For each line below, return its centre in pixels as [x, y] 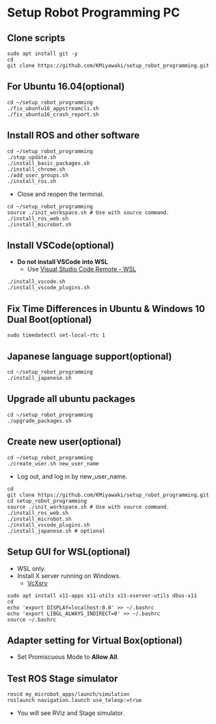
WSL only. [31, 568]
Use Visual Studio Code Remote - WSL [82, 269]
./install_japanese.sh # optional [56, 531]
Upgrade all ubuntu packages [71, 399]
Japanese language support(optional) [90, 356]
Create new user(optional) [64, 442]
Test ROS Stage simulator [63, 678]
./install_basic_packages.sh [49, 163]
